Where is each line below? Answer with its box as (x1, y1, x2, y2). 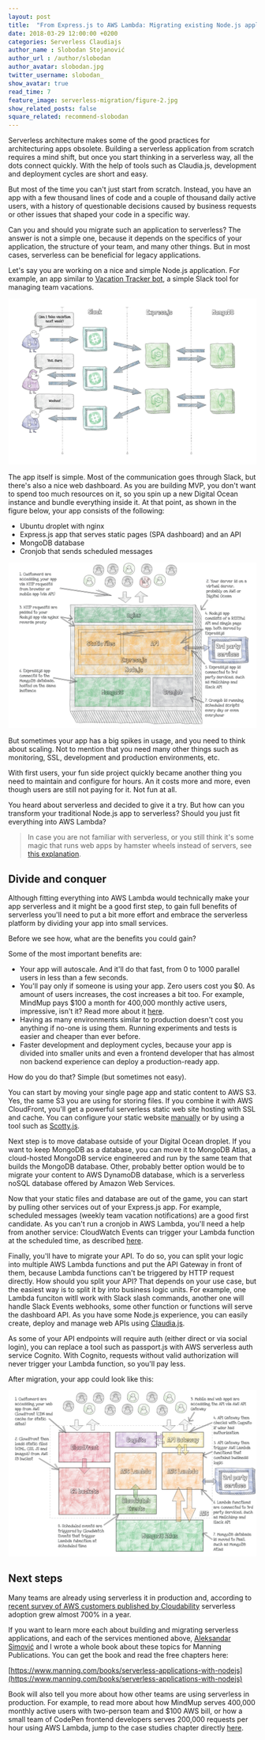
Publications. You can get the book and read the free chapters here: (8, 1650, 229, 1659)
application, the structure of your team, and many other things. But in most (8, 242, 251, 252)
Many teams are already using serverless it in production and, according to (8, 1593, 252, 1602)
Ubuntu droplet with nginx (19, 521, 105, 530)
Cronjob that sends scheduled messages (19, 546, 153, 555)
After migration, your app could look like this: (8, 1374, 154, 1384)
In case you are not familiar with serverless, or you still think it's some (27, 832, 254, 842)
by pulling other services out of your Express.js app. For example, (8, 1203, 222, 1212)
